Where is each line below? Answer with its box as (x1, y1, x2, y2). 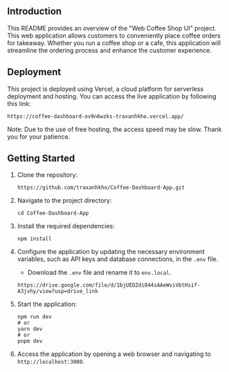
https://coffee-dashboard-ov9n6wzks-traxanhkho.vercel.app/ (7, 112, 185, 120)
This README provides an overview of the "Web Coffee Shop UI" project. (7, 24, 217, 32)
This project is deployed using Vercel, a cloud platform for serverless (7, 85, 204, 93)
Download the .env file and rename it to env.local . (27, 269, 172, 277)
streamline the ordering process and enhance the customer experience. (7, 46, 212, 54)
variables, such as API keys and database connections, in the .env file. (17, 255, 219, 263)
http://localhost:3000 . (17, 357, 85, 366)
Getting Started (7, 153, 75, 164)
